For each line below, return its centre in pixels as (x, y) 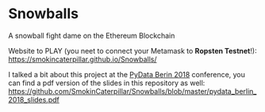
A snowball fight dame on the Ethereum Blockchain (92, 35)
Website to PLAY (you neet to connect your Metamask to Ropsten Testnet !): (132, 50)
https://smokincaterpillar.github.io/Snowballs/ (83, 59)
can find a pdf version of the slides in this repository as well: (107, 83)
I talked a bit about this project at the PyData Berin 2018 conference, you (127, 74)
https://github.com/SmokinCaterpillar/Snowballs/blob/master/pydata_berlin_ (132, 91)
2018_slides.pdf (34, 99)
